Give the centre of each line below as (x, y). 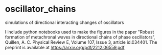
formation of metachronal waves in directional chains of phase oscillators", (80, 37)
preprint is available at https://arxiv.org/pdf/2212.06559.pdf (65, 47)
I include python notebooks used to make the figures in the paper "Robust (80, 32)
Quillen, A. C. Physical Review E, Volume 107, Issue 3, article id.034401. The (81, 42)
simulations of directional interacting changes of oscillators (65, 22)
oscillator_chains (41, 9)
